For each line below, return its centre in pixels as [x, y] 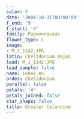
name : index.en [25, 73]
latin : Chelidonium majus [38, 56]
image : [14, 46]
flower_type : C [25, 40]
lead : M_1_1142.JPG [31, 62]
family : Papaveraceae [33, 34]
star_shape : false [29, 101]
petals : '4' [21, 90]
